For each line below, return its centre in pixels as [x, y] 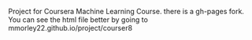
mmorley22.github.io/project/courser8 [70, 28]
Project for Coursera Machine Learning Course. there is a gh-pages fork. [126, 11]
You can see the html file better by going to [78, 20]
